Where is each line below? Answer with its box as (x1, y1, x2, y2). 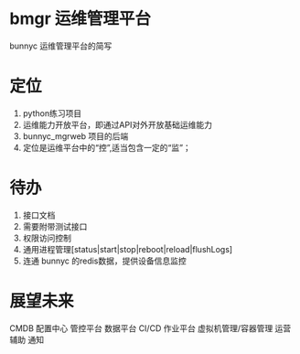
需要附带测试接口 (22, 220, 88, 231)
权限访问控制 (22, 232, 71, 243)
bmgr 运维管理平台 (9, 8, 151, 29)
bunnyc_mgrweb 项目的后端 (22, 130, 129, 142)
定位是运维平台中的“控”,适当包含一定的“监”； (22, 142, 192, 153)
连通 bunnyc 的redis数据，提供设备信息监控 (22, 255, 187, 266)
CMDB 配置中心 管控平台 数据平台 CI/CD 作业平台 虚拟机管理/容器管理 (9, 322, 273, 334)
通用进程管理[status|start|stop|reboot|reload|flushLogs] (22, 243, 233, 254)
